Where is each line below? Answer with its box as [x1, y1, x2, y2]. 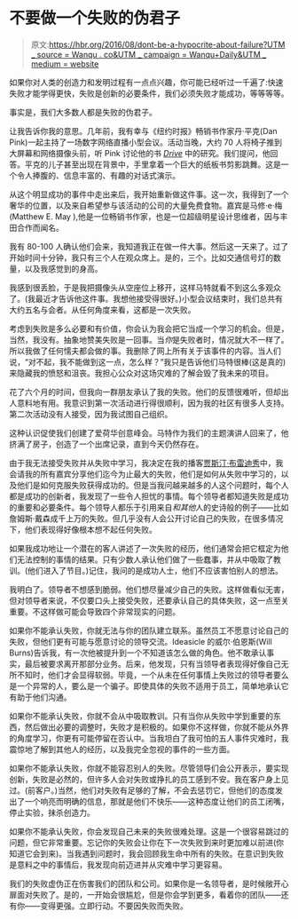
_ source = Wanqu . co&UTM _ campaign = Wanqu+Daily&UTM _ [30, 49, 267, 59]
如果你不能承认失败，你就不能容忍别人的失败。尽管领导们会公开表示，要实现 [9, 763, 289, 773]
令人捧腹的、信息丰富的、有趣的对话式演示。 [16, 170, 180, 180]
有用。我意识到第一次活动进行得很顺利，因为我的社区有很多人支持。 [39, 397, 289, 408]
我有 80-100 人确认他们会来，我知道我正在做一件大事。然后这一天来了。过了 [9, 241, 289, 251]
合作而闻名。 [16, 222, 64, 233]
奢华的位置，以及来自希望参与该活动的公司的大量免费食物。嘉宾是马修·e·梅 [9, 200, 283, 210]
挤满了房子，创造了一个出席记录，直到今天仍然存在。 [9, 439, 204, 449]
